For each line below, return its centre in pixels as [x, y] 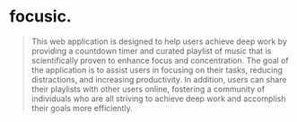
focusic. [40, 17]
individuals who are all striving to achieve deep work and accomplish [158, 98]
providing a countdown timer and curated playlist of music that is [151, 50]
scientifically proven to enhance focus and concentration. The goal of [160, 60]
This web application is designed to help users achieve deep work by [159, 41]
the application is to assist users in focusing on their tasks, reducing [157, 70]
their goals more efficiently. [82, 108]
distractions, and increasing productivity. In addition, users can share [159, 79]
